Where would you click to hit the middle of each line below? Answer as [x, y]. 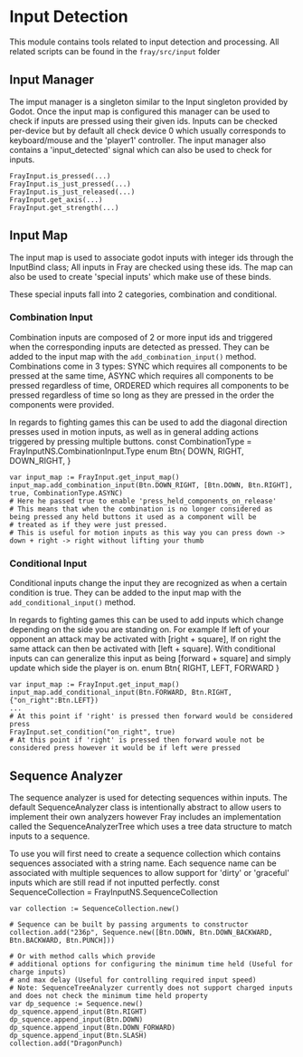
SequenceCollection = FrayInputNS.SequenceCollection [114, 892]
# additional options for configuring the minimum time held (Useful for [151, 964]
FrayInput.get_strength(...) [64, 207]
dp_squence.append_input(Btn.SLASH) [78, 1035]
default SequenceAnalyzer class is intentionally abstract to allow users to [146, 807]
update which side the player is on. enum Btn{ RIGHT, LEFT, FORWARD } [145, 668]
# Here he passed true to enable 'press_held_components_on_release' [143, 501]
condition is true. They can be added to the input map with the [125, 593]
